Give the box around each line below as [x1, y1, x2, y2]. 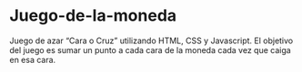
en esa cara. [9, 54, 56, 65]
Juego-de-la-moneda [9, 5, 177, 26]
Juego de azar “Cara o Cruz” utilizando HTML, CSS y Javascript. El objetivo [9, 35, 294, 46]
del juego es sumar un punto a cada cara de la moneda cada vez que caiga [9, 44, 291, 55]
